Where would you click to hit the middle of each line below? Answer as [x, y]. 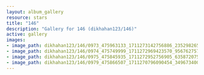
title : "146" [23, 23]
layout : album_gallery [35, 12]
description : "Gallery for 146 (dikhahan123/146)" [72, 29]
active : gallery [27, 34]
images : [16, 40]
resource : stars [27, 18]
